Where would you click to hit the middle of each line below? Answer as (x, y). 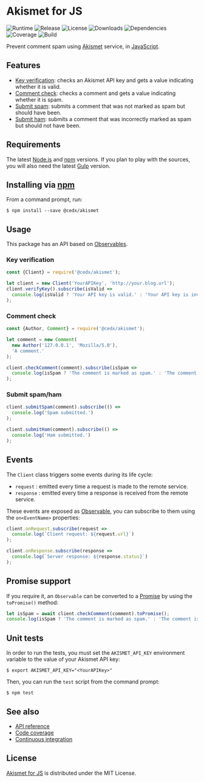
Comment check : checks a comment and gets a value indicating (95, 93)
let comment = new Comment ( (42, 340)
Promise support (39, 581)
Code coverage (34, 733)
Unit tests (25, 638)
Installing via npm (41, 185)
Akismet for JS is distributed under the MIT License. (71, 773)
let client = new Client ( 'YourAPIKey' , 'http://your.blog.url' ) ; (90, 284)
